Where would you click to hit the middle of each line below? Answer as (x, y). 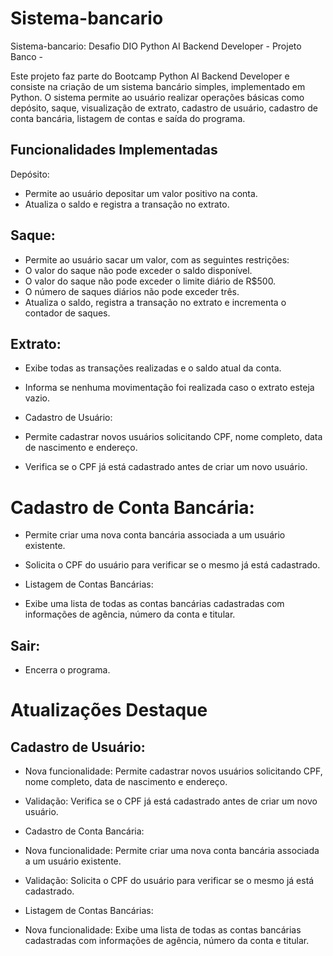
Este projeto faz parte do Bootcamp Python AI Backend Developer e (150, 76)
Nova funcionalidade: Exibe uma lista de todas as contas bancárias (163, 930)
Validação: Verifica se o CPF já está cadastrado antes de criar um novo (171, 801)
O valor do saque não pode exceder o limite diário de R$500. (150, 281)
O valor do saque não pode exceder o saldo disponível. (138, 270)
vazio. (37, 398)
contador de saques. (67, 313)
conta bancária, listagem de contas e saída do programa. (128, 118)
